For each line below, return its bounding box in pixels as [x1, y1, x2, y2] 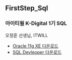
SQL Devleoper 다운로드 [12, 49, 62, 55]
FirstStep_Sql [5, 4, 48, 12]
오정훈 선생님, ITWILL [5, 32, 48, 38]
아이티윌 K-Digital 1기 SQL [5, 20, 67, 27]
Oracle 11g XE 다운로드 [12, 42, 59, 49]
